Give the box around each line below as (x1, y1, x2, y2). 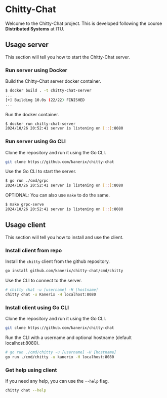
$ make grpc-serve (5, 202, 44, 207)
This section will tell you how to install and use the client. (5, 234, 124, 240)
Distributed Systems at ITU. (5, 25, 64, 31)
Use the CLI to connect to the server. (5, 277, 82, 283)
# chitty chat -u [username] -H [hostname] (5, 287, 99, 292)
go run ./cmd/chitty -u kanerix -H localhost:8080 (5, 354, 114, 359)
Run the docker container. (5, 111, 59, 117)
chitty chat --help (5, 387, 47, 393)
